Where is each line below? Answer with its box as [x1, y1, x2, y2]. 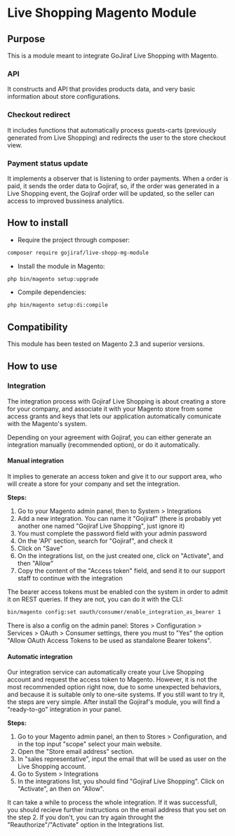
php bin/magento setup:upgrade [7, 275, 99, 282]
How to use [7, 360, 58, 372]
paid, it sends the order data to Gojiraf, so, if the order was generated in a [7, 181, 220, 190]
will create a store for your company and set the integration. [7, 479, 180, 489]
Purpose [7, 33, 46, 45]
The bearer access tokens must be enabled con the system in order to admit [7, 588, 228, 596]
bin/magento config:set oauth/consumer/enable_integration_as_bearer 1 [7, 609, 221, 616]
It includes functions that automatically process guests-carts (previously [7, 126, 217, 134]
